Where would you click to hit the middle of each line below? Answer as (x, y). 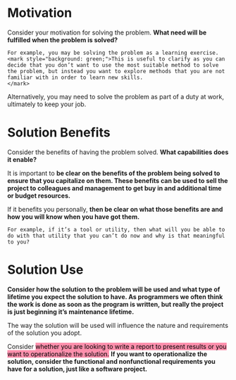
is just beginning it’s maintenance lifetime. (71, 312)
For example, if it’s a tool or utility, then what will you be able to (116, 229)
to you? (19, 242)
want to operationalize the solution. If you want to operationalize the (107, 354)
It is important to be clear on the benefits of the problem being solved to (114, 173)
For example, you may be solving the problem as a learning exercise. (113, 53)
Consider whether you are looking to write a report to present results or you (117, 346)
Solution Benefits (59, 133)
